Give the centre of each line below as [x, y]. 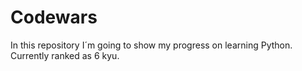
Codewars [54, 17]
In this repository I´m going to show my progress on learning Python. [151, 45]
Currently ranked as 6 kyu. [65, 55]
